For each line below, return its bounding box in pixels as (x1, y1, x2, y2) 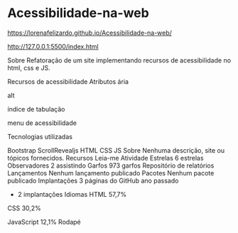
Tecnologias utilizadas (7, 132, 73, 141)
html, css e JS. (7, 63, 51, 72)
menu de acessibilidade (7, 119, 77, 127)
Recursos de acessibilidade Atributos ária (7, 77, 129, 86)
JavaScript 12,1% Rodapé (7, 217, 81, 226)
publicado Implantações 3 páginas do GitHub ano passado (7, 176, 179, 185)
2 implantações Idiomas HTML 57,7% (17, 190, 126, 198)
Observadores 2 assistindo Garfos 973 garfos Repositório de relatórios (7, 161, 215, 170)
